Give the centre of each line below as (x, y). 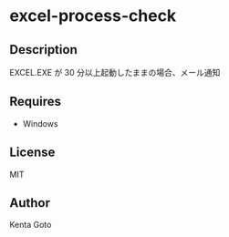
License (32, 153)
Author (30, 203)
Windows (40, 123)
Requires (36, 102)
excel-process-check (93, 16)
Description (43, 50)
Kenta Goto (31, 225)
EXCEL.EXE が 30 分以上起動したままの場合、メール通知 (115, 72)
